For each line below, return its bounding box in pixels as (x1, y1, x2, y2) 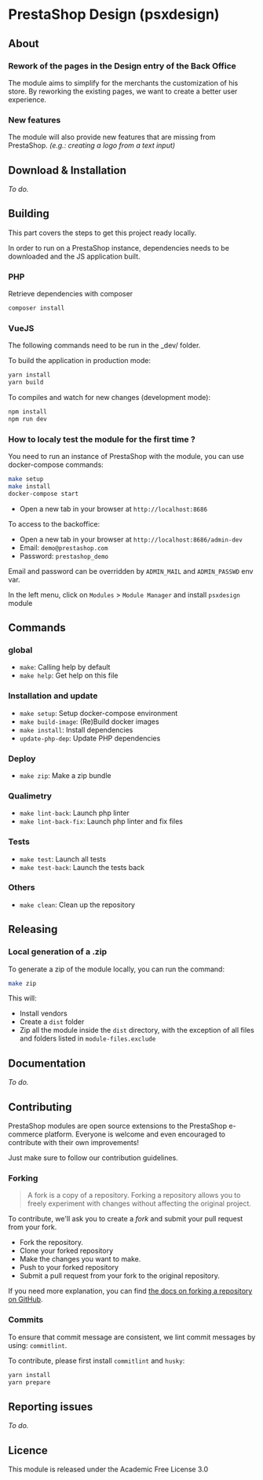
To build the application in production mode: (8, 356, 152, 365)
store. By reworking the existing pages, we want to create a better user (8, 86, 238, 96)
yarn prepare (8, 1378, 51, 1386)
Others (8, 882, 35, 893)
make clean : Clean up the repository (19, 900, 136, 909)
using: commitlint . (8, 1340, 68, 1350)
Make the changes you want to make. (19, 1254, 141, 1264)
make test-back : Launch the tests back (19, 862, 145, 872)
